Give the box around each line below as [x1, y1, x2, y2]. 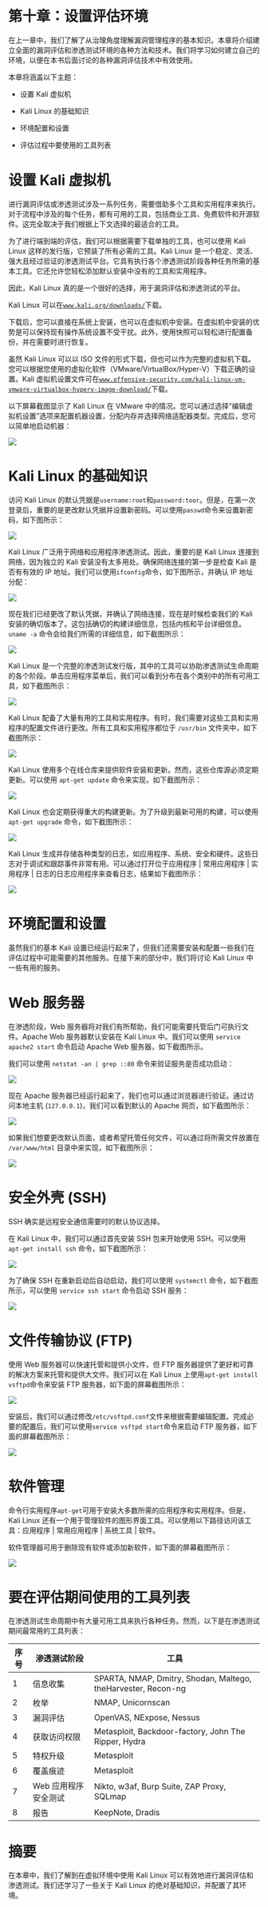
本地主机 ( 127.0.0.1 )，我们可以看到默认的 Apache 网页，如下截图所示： [14, 1100, 252, 1110]
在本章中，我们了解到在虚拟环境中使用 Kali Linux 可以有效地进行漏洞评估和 [8, 1870, 254, 1880]
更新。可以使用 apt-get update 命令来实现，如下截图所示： [8, 775, 203, 784]
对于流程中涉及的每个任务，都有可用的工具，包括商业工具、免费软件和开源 [8, 209, 253, 218]
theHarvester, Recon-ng [93, 1683, 186, 1694]
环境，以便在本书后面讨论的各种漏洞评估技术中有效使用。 [8, 55, 197, 65]
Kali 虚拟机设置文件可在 [22, 373, 100, 384]
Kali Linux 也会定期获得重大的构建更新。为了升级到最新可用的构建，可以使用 [8, 807, 259, 816]
